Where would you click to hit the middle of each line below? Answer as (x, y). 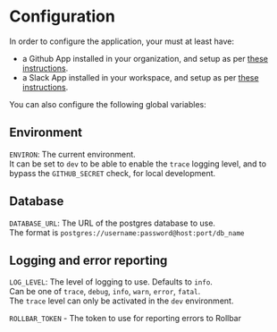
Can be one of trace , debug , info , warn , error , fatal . (105, 292)
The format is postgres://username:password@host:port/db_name (127, 232)
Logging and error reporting (88, 260)
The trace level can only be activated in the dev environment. (122, 301)
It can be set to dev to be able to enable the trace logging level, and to (138, 164)
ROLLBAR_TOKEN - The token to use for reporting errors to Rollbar (126, 319)
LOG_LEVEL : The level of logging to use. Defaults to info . (111, 282)
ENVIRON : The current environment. (72, 154)
